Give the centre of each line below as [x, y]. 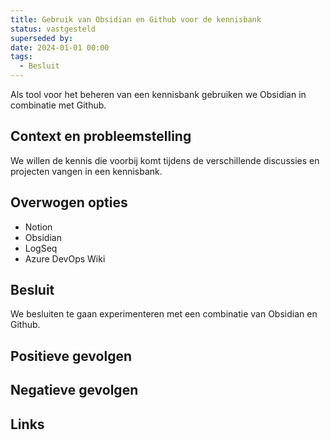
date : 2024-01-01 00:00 [60, 47]
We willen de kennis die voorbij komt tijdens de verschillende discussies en [165, 160]
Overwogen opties [69, 202]
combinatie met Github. [58, 105]
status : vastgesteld [53, 29]
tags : [21, 57]
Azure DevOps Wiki [65, 258]
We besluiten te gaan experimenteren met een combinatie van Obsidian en [164, 314]
